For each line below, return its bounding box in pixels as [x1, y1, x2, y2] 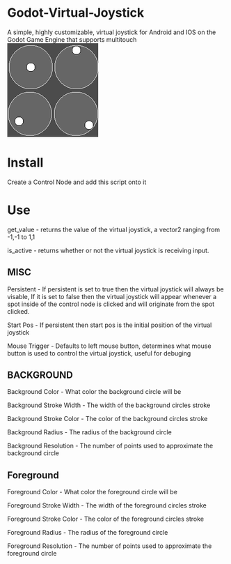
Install [7, 155, 44, 171]
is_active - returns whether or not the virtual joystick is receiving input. [7, 246, 209, 254]
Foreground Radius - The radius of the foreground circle [7, 528, 168, 537]
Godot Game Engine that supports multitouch [7, 35, 137, 43]
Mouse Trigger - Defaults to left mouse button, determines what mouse [7, 342, 212, 350]
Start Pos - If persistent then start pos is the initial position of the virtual [7, 321, 212, 329]
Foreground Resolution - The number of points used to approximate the [7, 542, 212, 550]
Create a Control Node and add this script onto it [7, 178, 147, 186]
